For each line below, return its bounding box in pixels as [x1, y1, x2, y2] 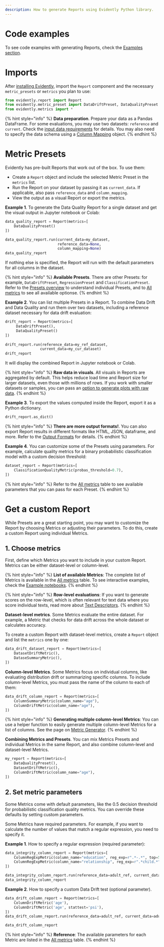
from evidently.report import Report [5, 97, 82, 103]
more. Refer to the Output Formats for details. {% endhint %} [5, 434, 127, 440]
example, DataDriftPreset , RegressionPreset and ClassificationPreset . [5, 280, 150, 286]
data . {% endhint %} [5, 390, 46, 396]
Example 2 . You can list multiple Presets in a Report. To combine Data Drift [5, 299, 155, 305]
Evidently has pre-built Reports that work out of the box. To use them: [5, 165, 145, 170]
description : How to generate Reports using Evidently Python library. [5, 7, 154, 12]
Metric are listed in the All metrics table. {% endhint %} [5, 937, 116, 943]
